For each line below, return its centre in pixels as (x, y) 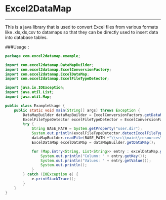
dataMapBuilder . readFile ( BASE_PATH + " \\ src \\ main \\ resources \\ (98, 138)
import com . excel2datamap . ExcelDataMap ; (47, 74)
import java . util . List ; (30, 92)
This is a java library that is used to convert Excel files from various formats (82, 27)
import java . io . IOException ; (35, 88)
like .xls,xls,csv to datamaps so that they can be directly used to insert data (82, 32)
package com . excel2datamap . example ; (43, 56)
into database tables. (26, 37)
